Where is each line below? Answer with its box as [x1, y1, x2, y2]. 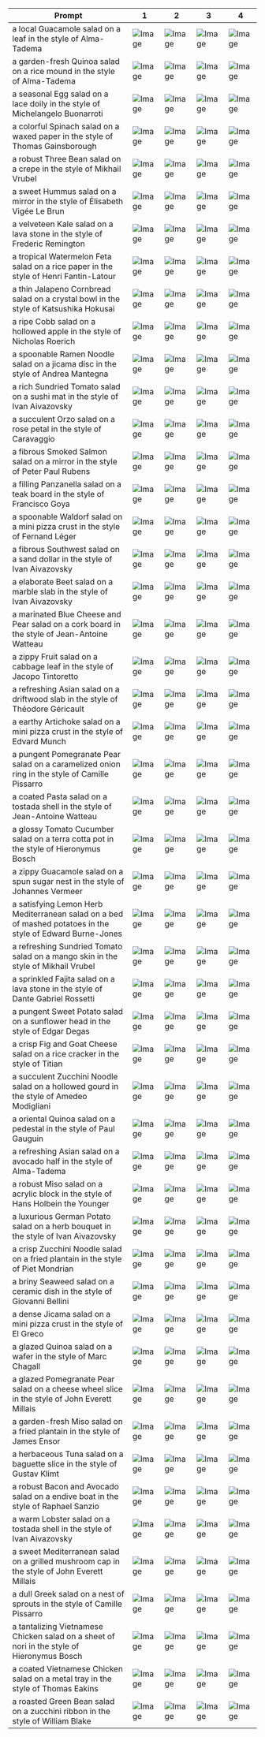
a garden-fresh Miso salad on [12, 1416, 124, 1426]
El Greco [12, 1329, 44, 1339]
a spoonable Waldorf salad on [12, 512, 123, 522]
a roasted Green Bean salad [12, 1696, 115, 1706]
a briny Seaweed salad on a [12, 1277, 114, 1287]
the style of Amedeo [12, 1091, 88, 1101]
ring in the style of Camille [12, 769, 109, 779]
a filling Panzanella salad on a [12, 479, 122, 490]
